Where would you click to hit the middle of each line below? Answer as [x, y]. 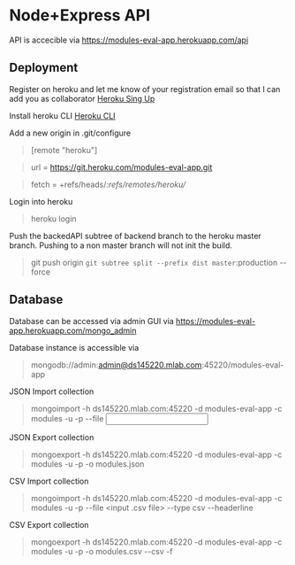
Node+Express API [80, 15]
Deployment [44, 68]
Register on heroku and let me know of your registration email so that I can [145, 89]
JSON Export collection [52, 437]
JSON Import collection [52, 391]
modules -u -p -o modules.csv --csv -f [102, 551]
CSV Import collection [49, 481]
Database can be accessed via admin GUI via [91, 321]
